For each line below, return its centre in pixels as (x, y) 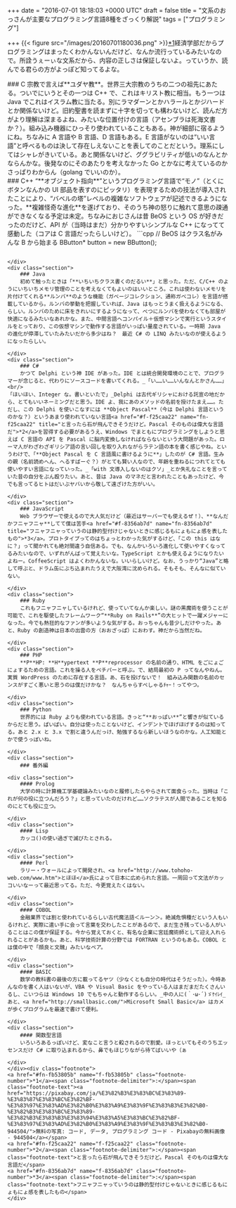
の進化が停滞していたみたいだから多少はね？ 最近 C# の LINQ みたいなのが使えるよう (117, 334)
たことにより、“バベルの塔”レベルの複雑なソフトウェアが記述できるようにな (118, 198)
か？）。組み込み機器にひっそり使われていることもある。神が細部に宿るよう (116, 128)
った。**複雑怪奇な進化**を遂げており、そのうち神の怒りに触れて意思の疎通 (118, 207)
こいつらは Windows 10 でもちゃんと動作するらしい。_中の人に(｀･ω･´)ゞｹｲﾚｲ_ (124, 994)
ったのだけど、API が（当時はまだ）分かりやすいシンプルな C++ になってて (116, 225)
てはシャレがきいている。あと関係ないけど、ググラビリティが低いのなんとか (118, 154)
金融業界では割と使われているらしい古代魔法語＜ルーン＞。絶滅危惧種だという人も (122, 918)
